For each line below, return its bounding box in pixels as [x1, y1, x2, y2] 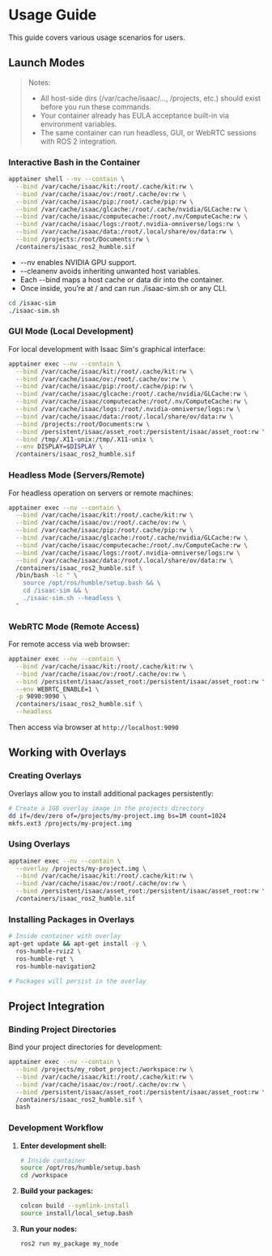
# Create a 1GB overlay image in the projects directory [8, 804, 205, 812]
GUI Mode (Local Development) [8, 326, 134, 337]
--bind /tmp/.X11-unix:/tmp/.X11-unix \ [15, 435, 154, 444]
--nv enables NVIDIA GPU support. [19, 257, 137, 267]
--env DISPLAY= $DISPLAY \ [15, 443, 104, 451]
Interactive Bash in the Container [8, 156, 141, 168]
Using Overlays [8, 838, 70, 850]
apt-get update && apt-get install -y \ [8, 940, 147, 948]
